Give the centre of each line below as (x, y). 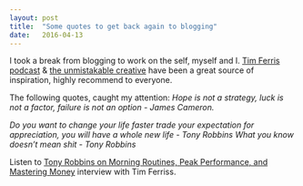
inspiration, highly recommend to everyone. (91, 80)
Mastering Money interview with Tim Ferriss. (93, 172)
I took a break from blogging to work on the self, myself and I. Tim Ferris (145, 61)
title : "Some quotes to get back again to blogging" (114, 26)
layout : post (34, 18)
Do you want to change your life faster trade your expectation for (132, 125)
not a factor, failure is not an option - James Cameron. (112, 108)
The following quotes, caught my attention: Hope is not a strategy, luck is (146, 98)
